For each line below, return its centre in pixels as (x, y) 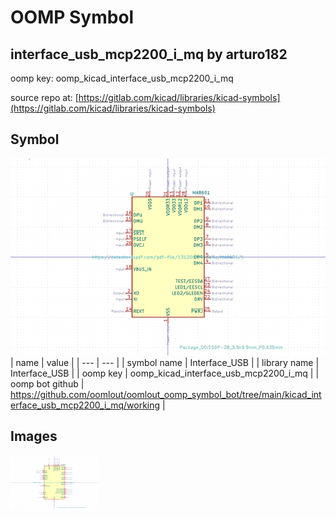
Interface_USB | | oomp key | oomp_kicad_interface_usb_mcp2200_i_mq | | (165, 373)
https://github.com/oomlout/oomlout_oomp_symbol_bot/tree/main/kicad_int (166, 394)
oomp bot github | (47, 383)
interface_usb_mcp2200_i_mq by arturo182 (149, 54)
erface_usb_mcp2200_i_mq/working (85, 405)
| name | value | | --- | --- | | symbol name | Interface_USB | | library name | (165, 362)
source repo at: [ (44, 97)
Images (34, 436)
